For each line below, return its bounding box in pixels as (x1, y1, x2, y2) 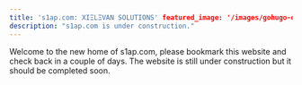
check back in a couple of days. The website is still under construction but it (9, 55, 292, 66)
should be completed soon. (9, 64, 111, 76)
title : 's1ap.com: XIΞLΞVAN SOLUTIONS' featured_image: (9, 13, 223, 22)
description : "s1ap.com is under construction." (9, 21, 195, 30)
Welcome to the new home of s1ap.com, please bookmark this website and (9, 46, 287, 56)
